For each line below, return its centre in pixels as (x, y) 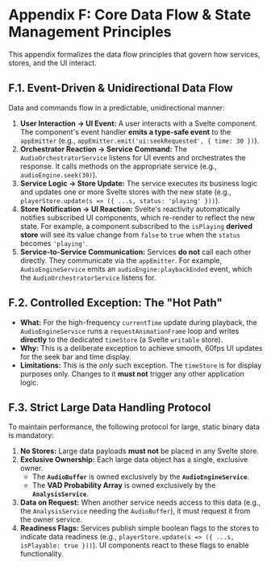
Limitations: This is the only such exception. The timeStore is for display (141, 365)
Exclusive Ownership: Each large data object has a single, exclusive (134, 460)
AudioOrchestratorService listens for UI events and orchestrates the (133, 157)
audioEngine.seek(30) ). (59, 174)
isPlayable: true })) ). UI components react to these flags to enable (134, 545)
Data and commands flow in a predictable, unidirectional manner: (117, 107)
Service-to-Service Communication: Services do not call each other (135, 252)
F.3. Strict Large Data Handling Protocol (110, 408)
